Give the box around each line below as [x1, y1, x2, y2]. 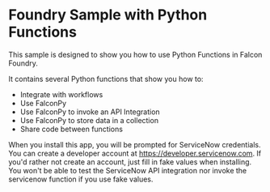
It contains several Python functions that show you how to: [8, 74, 204, 83]
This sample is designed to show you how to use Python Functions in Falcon [8, 49, 263, 59]
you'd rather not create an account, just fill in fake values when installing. [8, 156, 252, 167]
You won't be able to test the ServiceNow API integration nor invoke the [8, 165, 247, 175]
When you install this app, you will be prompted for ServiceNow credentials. [8, 139, 261, 149]
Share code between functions [19, 124, 124, 134]
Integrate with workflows [19, 89, 103, 99]
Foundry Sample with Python [8, 6, 208, 24]
